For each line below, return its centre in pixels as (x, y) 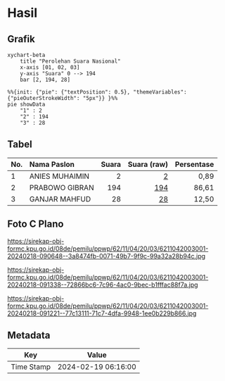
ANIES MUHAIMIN (59, 176)
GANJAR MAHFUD (60, 199)
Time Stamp (31, 367)
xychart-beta (26, 55)
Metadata (29, 336)
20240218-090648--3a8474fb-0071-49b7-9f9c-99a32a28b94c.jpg (107, 256)
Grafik (21, 39)
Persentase (194, 164)
